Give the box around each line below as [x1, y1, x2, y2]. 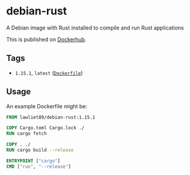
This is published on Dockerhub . [6, 35, 87, 43]
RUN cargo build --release [6, 147, 74, 153]
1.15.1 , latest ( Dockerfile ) [14, 69, 83, 76]
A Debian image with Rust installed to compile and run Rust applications [6, 24, 185, 31]
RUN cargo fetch [6, 130, 47, 137]
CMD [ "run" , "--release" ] [6, 164, 71, 170]
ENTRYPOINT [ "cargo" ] [6, 158, 61, 164]
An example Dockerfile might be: [6, 102, 87, 109]
